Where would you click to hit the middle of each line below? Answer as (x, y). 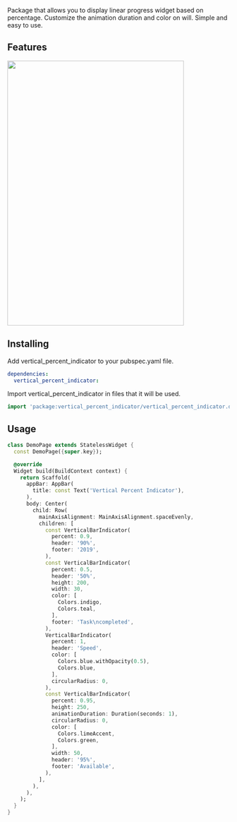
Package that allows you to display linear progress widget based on (105, 10)
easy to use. (25, 25)
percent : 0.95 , (74, 701)
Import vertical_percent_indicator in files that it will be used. (94, 394)
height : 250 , (71, 708)
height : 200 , (71, 583)
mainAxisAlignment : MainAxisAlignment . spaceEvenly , (116, 517)
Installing (28, 344)
